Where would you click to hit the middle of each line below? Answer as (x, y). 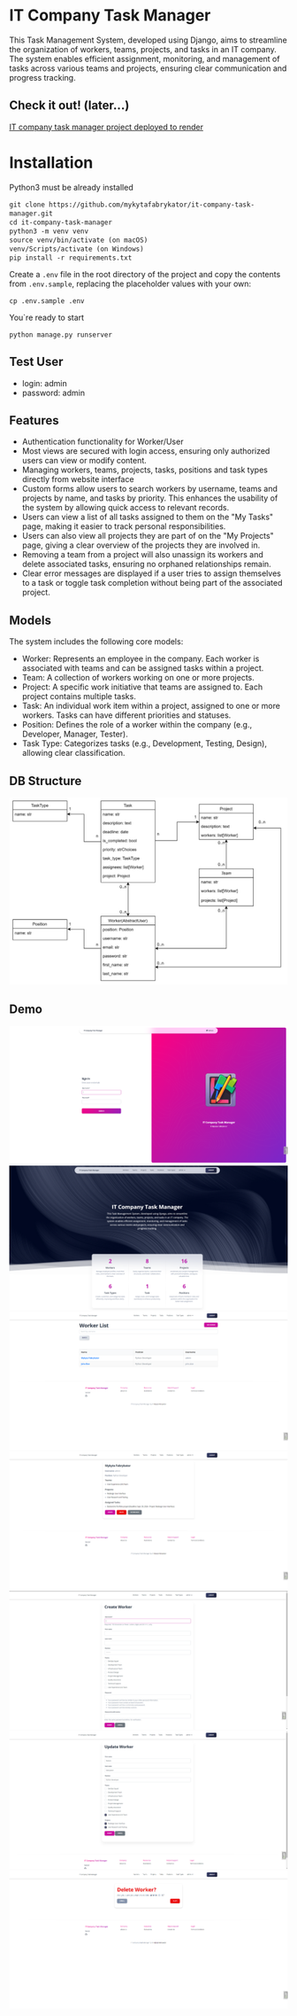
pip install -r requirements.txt (71, 258)
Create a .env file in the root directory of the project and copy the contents (145, 274)
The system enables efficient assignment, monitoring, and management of (145, 58)
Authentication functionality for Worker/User (103, 442)
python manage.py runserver (61, 335)
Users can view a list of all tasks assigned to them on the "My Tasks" (148, 517)
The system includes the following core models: (96, 642)
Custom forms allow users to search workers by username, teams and (150, 489)
